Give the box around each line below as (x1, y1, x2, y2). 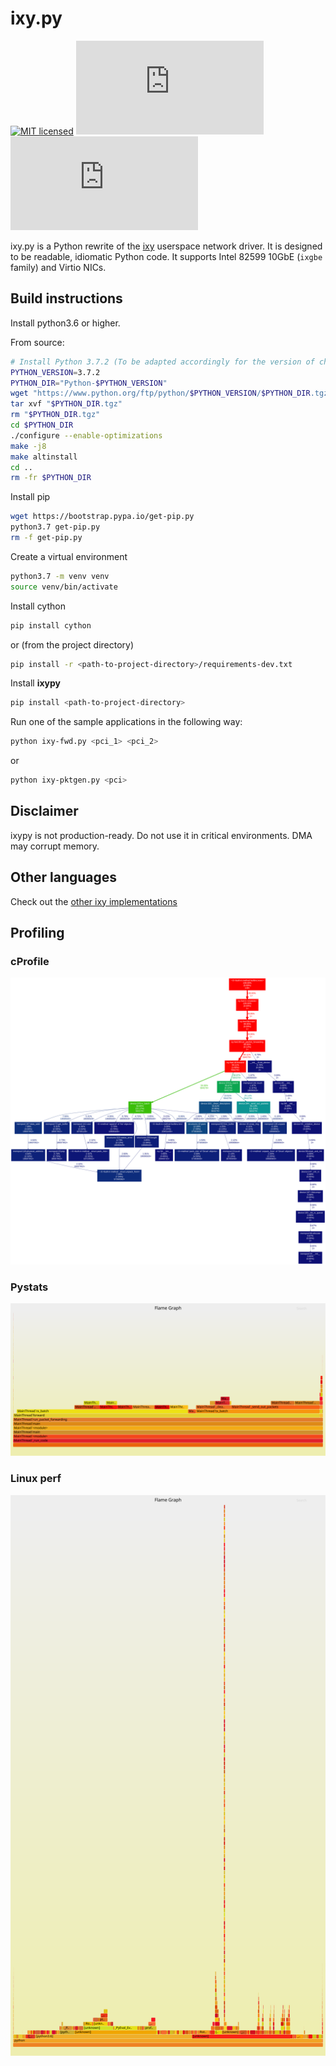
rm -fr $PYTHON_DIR (10, 473, 92, 483)
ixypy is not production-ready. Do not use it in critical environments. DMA (10, 829, 313, 841)
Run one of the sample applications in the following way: (10, 716, 243, 728)
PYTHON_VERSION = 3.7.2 (10, 367, 101, 377)
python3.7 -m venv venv (10, 571, 110, 581)
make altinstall (10, 452, 78, 462)
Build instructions (10, 290, 123, 307)
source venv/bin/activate (10, 582, 118, 592)
